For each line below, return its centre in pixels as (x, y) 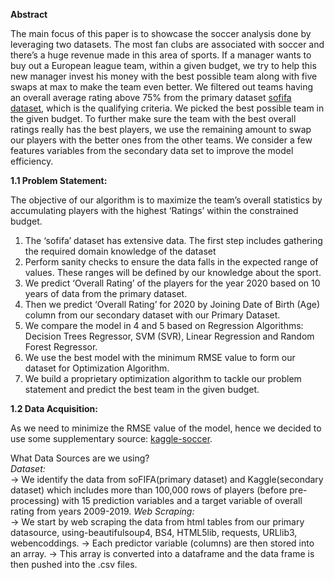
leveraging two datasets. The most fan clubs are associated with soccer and (167, 44)
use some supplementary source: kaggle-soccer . (111, 438)
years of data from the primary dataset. (106, 293)
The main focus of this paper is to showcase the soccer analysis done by (161, 33)
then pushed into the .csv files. (74, 564)
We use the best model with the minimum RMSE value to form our (160, 357)
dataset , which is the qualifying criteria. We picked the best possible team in (167, 108)
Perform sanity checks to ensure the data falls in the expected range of (171, 262)
